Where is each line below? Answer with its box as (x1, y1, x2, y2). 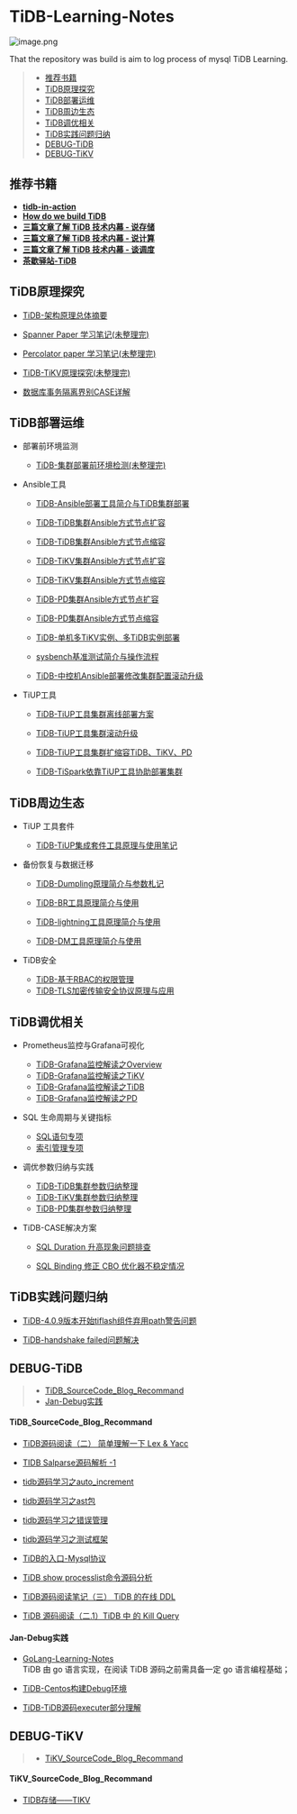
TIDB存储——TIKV (22, 1795, 91, 1806)
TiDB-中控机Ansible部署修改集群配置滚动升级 (35, 670, 204, 681)
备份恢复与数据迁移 (22, 859, 94, 871)
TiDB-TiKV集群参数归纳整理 (35, 1192, 139, 1202)
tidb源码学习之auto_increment (22, 1476, 134, 1487)
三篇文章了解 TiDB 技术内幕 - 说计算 (22, 232, 156, 243)
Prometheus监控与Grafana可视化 (22, 1040, 145, 1051)
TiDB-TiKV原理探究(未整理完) (22, 367, 130, 378)
